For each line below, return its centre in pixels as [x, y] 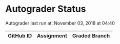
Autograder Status [46, 9]
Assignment [52, 35]
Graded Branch [91, 35]
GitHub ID [20, 35]
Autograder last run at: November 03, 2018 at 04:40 [60, 23]
